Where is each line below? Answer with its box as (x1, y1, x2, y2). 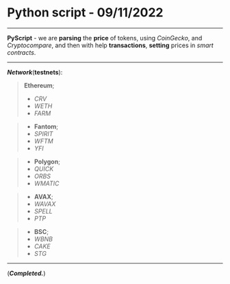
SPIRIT (34, 129, 53, 138)
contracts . (7, 48, 36, 56)
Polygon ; (34, 157, 60, 166)
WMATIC (34, 179, 60, 188)
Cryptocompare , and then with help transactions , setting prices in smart (7, 41, 214, 49)
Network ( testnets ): (7, 68, 63, 76)
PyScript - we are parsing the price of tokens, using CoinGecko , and (7, 34, 203, 42)
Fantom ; (34, 122, 59, 131)
